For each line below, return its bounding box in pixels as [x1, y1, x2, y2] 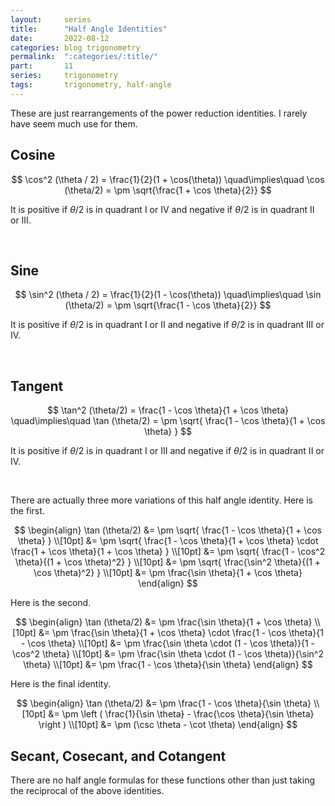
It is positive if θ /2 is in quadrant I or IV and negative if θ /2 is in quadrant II [10, 203, 315, 215]
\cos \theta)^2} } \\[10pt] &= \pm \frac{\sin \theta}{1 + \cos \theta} [33, 567, 303, 579]
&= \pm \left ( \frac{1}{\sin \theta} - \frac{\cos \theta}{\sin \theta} [48, 708, 315, 720]
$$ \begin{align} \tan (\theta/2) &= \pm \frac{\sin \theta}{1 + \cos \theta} [15, 616, 313, 628]
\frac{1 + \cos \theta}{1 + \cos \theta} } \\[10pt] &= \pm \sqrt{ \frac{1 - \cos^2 [10, 546, 326, 558]
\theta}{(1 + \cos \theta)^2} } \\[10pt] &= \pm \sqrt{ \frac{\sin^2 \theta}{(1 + [14, 556, 322, 568]
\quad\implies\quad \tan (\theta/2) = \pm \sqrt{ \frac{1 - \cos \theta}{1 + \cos [10, 415, 326, 427]
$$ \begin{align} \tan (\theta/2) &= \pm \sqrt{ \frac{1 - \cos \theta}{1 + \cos [14, 524, 322, 536]
